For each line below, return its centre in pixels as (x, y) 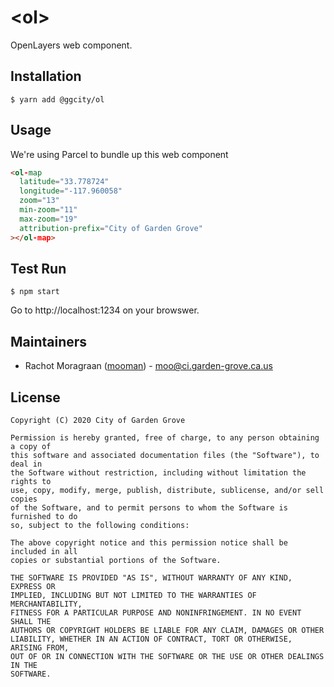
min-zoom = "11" (48, 210)
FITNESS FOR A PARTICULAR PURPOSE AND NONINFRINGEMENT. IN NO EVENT (156, 613)
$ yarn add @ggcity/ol (57, 99)
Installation (46, 76)
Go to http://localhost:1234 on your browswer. (105, 310)
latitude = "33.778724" (64, 182)
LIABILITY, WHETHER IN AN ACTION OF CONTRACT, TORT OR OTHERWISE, (151, 639)
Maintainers (49, 341)
